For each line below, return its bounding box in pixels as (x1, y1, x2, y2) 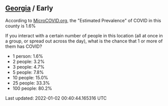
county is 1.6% (5, 23, 36, 29)
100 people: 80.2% (12, 85, 52, 91)
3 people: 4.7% (12, 64, 45, 70)
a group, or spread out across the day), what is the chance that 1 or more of (5, 38, 163, 44)
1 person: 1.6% (12, 53, 44, 59)
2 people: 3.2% (12, 58, 45, 65)
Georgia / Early (5, 4, 53, 13)
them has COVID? (5, 43, 42, 49)
